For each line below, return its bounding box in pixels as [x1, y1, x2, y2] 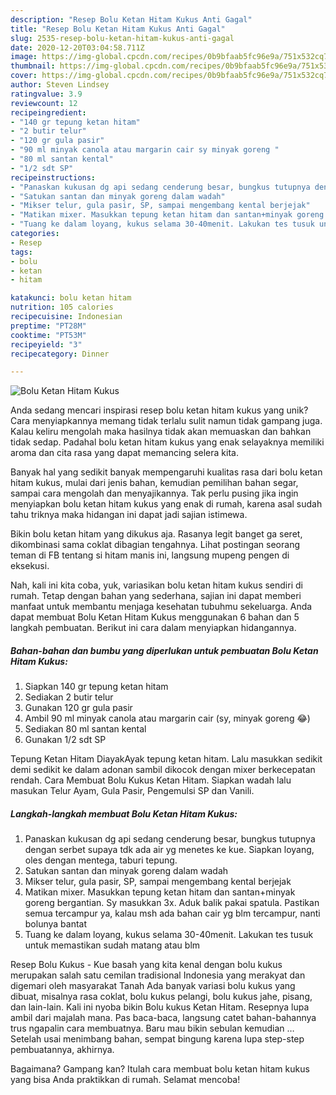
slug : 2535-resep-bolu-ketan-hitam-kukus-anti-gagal [10, 33, 235, 43]
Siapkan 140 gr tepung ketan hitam [24, 681, 169, 693]
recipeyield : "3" [10, 339, 83, 350]
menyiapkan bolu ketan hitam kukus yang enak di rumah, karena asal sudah [10, 498, 323, 510]
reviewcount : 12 [10, 98, 78, 108]
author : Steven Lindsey [10, 80, 110, 90]
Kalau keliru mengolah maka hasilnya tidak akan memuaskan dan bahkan [10, 426, 312, 438]
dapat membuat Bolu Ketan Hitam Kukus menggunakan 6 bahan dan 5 [10, 611, 300, 623]
